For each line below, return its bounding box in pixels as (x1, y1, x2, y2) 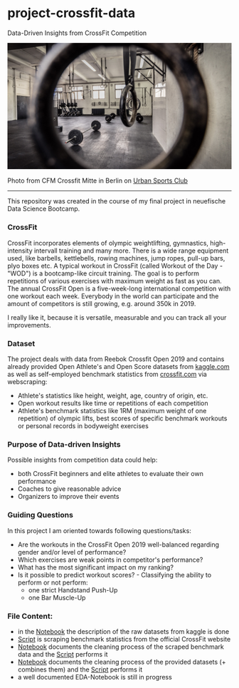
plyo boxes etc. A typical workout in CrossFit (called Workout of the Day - (7, 261, 223, 270)
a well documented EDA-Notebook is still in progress (17, 672, 172, 681)
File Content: (7, 611, 53, 621)
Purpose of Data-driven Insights (7, 439, 121, 449)
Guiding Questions (7, 510, 73, 520)
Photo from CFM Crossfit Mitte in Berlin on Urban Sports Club (7, 176, 188, 185)
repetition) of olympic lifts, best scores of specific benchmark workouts (17, 414, 228, 423)
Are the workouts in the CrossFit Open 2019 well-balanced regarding (17, 540, 219, 549)
